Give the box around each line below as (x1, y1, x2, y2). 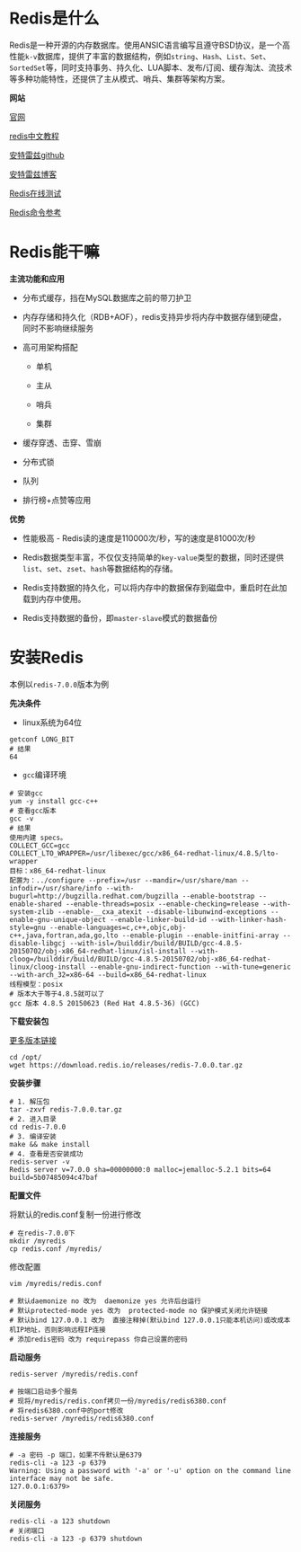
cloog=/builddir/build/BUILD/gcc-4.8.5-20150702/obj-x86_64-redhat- (9, 954, 271, 963)
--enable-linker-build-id (109, 915, 207, 924)
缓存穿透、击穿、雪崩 (22, 437, 102, 448)
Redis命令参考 (9, 207, 62, 217)
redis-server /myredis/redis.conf (9, 1370, 139, 1379)
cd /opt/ (9, 1052, 42, 1061)
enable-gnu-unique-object (9, 915, 106, 924)
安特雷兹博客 (9, 168, 57, 180)
